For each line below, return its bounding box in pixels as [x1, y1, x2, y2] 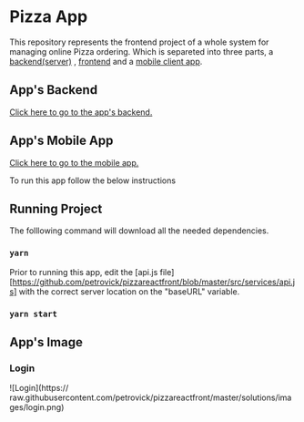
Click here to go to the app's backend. [9, 107, 153, 118]
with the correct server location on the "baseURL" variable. [18, 285, 240, 297]
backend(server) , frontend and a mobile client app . [9, 56, 203, 67]
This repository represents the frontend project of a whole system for [9, 36, 269, 47]
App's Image [9, 335, 84, 350]
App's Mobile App [9, 133, 114, 149]
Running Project [9, 201, 103, 216]
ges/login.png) [9, 402, 65, 413]
